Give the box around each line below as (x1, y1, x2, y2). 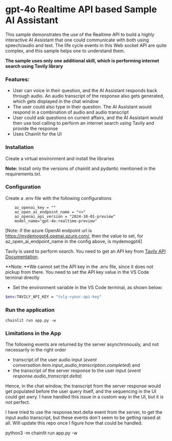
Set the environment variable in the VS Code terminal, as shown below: (12, 284, 163, 290)
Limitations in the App (5, 329, 61, 337)
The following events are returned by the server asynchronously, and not (5, 341, 159, 347)
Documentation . (5, 253, 39, 259)
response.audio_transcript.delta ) (12, 373, 82, 379)
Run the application (5, 306, 55, 313)
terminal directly (5, 274, 40, 280)
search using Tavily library (5, 63, 63, 69)
